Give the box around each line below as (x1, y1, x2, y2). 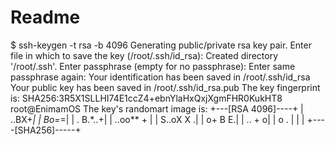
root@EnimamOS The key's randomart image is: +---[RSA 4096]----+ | (10, 102, 304, 115)
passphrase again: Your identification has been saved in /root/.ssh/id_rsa (10, 71, 311, 83)
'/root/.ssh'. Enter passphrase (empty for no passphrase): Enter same (10, 60, 296, 72)
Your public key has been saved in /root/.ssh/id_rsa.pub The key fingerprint (10, 81, 321, 93)
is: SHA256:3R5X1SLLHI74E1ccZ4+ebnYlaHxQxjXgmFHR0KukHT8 (10, 92, 283, 104)
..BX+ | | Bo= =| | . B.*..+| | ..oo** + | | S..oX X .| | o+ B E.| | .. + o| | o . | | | (10, 113, 305, 125)
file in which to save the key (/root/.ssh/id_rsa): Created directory (10, 49, 279, 61)
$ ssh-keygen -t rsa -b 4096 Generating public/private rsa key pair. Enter (10, 39, 312, 51)
